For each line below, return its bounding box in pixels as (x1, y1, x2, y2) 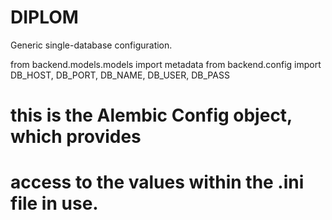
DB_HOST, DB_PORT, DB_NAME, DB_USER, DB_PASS (10, 69, 230, 81)
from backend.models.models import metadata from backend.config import (10, 58, 322, 70)
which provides (10, 126, 142, 148)
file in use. (10, 192, 99, 215)
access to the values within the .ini (10, 171, 305, 194)
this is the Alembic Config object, (10, 104, 293, 127)
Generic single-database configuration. (10, 39, 173, 51)
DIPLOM (10, 6, 79, 29)
